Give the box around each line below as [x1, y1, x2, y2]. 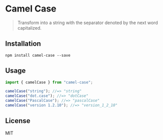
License [5, 116, 31, 125]
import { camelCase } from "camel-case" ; [5, 80, 93, 85]
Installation [5, 40, 41, 48]
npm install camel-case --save [5, 53, 71, 58]
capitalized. [17, 25, 42, 31]
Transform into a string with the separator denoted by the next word [17, 20, 158, 26]
